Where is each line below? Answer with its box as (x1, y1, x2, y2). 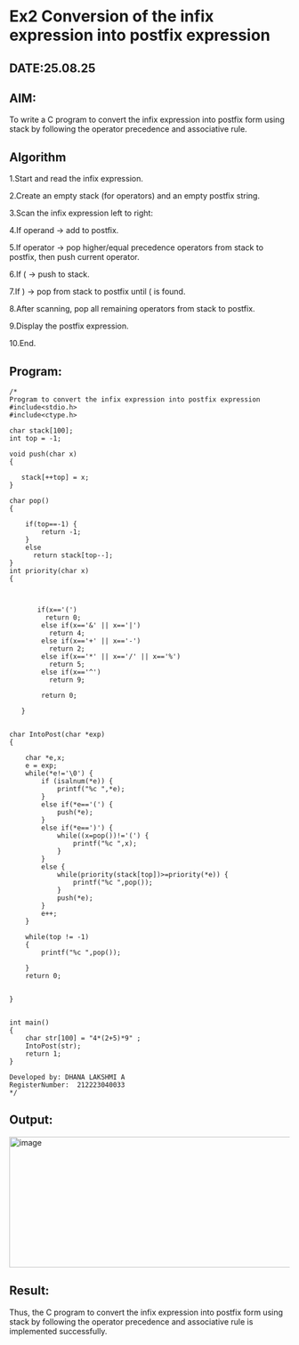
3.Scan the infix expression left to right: (9, 207, 154, 219)
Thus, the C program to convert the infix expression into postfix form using (9, 1307, 283, 1317)
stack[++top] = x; (20, 474, 90, 482)
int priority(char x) (9, 567, 90, 576)
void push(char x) (9, 450, 77, 459)
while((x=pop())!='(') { (56, 831, 149, 840)
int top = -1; (9, 434, 62, 443)
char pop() (9, 497, 50, 506)
